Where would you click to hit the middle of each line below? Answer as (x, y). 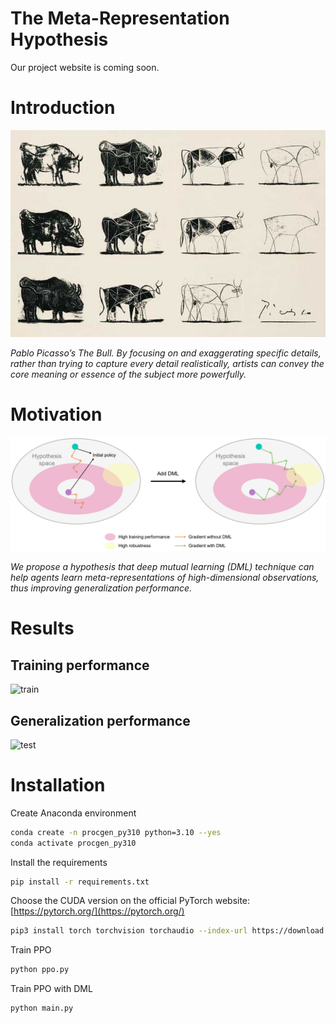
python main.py (42, 1008)
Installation (58, 785)
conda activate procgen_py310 (73, 843)
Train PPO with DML (51, 989)
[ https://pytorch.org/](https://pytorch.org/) (97, 911)
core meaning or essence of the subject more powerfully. (128, 374)
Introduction (63, 108)
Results (42, 628)
